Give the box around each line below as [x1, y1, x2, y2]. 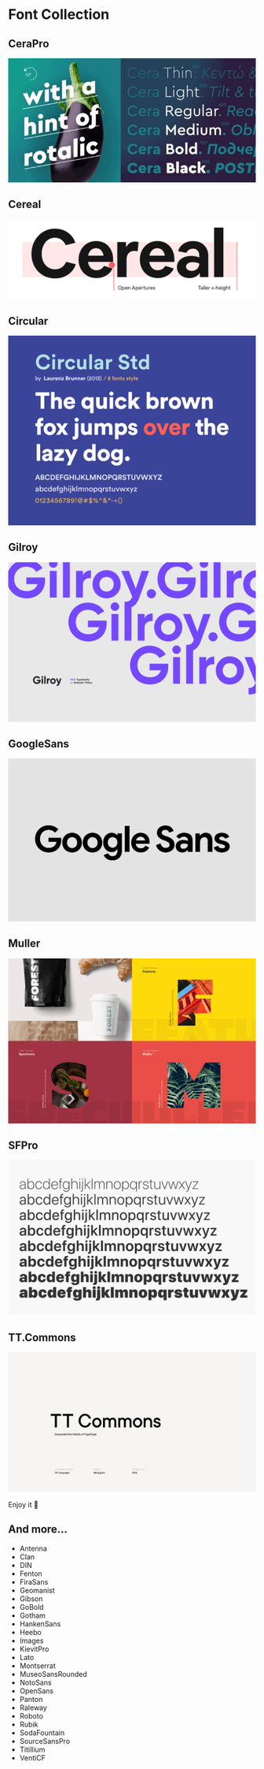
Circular [8, 314, 49, 328]
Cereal [8, 198, 42, 211]
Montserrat [19, 1661, 57, 1670]
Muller [8, 937, 41, 951]
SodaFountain [19, 1728, 65, 1737]
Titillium [19, 1745, 46, 1754]
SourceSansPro [19, 1736, 71, 1745]
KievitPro [19, 1644, 49, 1653]
